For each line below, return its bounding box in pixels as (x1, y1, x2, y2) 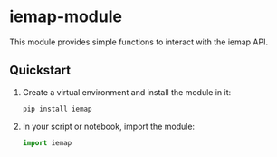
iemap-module (9, 6, 122, 27)
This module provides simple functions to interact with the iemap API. (9, 36, 269, 47)
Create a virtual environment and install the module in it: (22, 86, 232, 97)
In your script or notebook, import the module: (22, 121, 196, 132)
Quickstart (9, 63, 72, 78)
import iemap (22, 138, 72, 147)
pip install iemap (22, 104, 92, 113)
